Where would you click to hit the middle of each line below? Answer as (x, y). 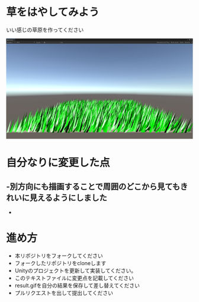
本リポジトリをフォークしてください (59, 256)
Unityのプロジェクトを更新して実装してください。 (76, 270)
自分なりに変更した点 (58, 163)
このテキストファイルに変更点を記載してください (74, 278)
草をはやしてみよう (53, 12)
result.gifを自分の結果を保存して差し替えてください (77, 285)
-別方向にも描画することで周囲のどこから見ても (93, 186)
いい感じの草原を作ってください (45, 30)
